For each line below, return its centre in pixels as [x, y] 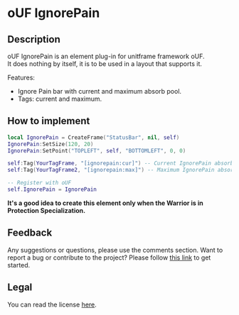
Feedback [30, 233]
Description [34, 39]
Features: [21, 77]
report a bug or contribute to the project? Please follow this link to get [109, 258]
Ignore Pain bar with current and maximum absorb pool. [100, 91]
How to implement [49, 121]
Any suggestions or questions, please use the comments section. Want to [115, 250]
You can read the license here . [52, 304]
